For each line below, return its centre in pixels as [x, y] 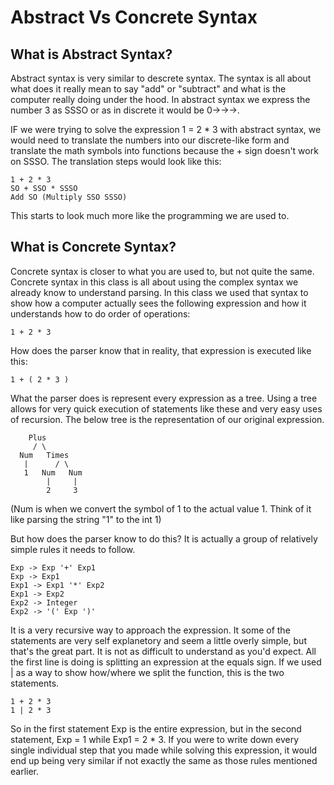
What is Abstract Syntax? [91, 54]
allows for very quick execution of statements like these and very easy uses [166, 408]
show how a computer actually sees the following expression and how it [158, 303]
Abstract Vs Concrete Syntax [134, 17]
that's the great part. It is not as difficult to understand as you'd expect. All [163, 651]
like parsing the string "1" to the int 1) [86, 519]
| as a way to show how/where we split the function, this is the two [147, 672]
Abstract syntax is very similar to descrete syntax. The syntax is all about [161, 78]
